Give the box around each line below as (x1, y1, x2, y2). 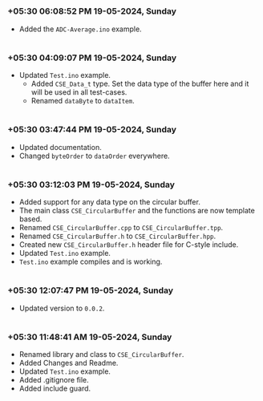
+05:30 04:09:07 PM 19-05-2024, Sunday (7, 52, 177, 63)
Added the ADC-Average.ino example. (18, 24, 142, 34)
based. (18, 214, 42, 224)
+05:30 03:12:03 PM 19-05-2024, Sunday (7, 179, 176, 190)
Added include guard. (18, 383, 91, 394)
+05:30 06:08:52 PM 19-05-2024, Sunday (7, 6, 177, 17)
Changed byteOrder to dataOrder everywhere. (18, 151, 170, 160)
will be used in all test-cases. (30, 87, 127, 97)
